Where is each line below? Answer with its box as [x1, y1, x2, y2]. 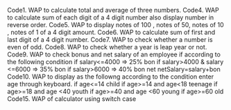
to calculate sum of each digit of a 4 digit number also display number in [7, 13, 214, 22]
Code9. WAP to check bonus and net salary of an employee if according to [7, 50, 221, 58]
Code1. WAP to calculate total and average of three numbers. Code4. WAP [7, 6, 220, 14]
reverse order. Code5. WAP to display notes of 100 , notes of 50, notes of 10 [7, 21, 224, 29]
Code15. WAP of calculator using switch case [7, 95, 137, 103]
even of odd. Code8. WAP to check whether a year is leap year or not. [7, 43, 207, 51]
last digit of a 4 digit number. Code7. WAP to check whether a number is [7, 36, 213, 44]
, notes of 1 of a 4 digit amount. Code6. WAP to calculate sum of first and [7, 28, 216, 36]
